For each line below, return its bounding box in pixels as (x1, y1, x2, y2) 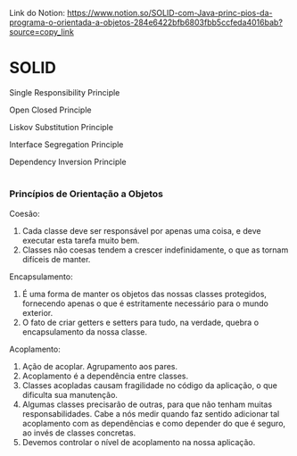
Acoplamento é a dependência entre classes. (21, 370, 189, 381)
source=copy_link (9, 27, 74, 37)
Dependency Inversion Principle (9, 156, 127, 167)
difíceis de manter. (21, 253, 91, 264)
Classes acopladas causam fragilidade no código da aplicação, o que (21, 379, 278, 391)
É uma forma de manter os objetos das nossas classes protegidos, (21, 288, 268, 299)
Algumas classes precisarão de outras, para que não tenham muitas (21, 399, 273, 410)
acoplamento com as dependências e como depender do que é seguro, (21, 418, 286, 428)
